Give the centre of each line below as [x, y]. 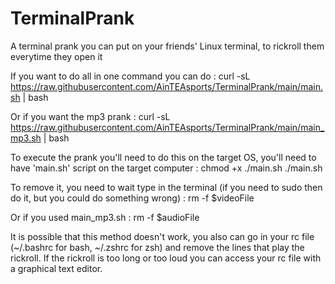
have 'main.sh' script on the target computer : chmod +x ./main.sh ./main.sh [166, 168]
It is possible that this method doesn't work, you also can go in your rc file [162, 236]
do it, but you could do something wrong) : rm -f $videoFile [132, 198]
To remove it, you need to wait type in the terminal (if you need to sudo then [166, 187]
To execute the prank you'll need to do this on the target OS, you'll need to [163, 157]
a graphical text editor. [56, 268]
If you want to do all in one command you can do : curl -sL [130, 76]
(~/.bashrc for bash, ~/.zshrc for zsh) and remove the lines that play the [157, 247]
